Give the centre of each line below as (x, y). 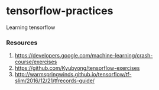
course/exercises (36, 62)
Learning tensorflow (31, 27)
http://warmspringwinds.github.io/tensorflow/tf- (73, 75)
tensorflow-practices (60, 11)
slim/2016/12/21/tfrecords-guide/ (55, 81)
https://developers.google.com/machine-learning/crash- (84, 56)
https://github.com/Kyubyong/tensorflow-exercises (77, 68)
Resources (22, 43)
